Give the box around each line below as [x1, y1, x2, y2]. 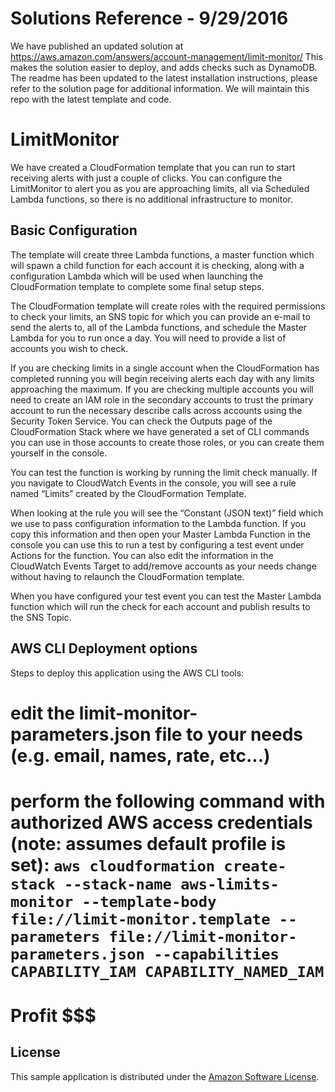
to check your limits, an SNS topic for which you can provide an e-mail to [10, 310, 311, 322]
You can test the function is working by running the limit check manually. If [10, 466, 318, 478]
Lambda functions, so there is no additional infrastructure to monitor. [10, 193, 293, 205]
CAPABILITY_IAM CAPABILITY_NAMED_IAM [10, 962, 325, 981]
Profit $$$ [10, 1005, 97, 1027]
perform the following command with [10, 790, 326, 812]
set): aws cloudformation [10, 853, 216, 876]
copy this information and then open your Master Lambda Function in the [10, 528, 312, 540]
